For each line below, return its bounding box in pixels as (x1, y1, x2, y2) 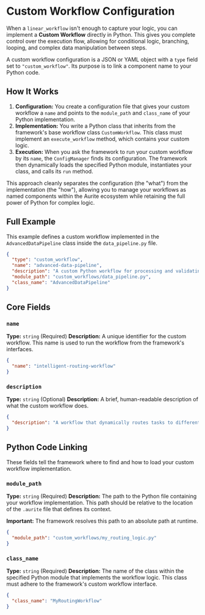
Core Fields (6, 302, 51, 313)
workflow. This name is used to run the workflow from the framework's (6, 339, 185, 346)
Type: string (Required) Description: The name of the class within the (6, 567, 184, 575)
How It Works (6, 87, 59, 97)
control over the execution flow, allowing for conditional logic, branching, (6, 37, 189, 45)
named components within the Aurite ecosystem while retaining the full (6, 192, 185, 200)
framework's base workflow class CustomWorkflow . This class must (15, 128, 182, 136)
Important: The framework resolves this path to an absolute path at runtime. (6, 517, 198, 525)
